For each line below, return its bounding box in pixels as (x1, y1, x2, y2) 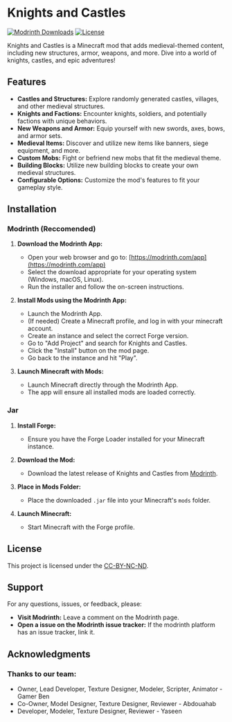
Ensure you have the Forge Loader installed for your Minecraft (27, 435, 205, 443)
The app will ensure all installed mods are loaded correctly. (27, 388, 196, 396)
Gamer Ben (17, 692, 50, 700)
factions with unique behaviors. (17, 117, 107, 125)
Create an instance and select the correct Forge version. (27, 332, 189, 340)
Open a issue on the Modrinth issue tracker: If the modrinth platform (17, 621, 216, 629)
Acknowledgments (7, 648, 91, 660)
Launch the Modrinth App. (27, 310, 102, 318)
